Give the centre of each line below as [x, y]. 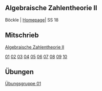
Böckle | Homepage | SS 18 [32, 20]
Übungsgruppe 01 [23, 84]
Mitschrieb [22, 35]
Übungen [20, 72]
